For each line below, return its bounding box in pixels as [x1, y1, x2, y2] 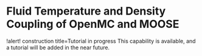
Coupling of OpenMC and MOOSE [6, 17, 179, 31]
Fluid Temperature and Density [6, 4, 166, 18]
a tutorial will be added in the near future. [6, 44, 110, 51]
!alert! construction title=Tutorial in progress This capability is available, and [6, 37, 196, 44]
